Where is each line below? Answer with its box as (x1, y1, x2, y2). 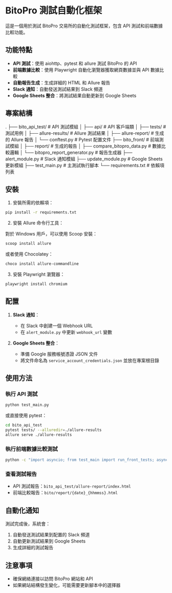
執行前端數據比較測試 (5, 445, 58, 453)
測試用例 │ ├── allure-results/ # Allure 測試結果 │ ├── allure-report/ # (5, 130, 154, 136)
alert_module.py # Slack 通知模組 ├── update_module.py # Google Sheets (5, 155, 163, 162)
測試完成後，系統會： (5, 520, 50, 527)
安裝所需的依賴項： (12, 200, 54, 206)
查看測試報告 (5, 470, 37, 477)
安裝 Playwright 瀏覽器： (12, 271, 65, 277)
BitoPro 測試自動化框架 (5, 5, 102, 16)
